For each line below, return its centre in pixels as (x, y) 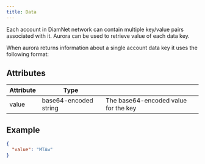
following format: (28, 54)
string (50, 109)
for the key (121, 109)
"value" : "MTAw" (32, 150)
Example (23, 130)
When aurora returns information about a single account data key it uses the (102, 48)
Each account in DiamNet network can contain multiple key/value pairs (95, 29)
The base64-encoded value (146, 101)
